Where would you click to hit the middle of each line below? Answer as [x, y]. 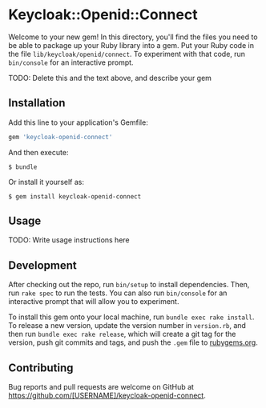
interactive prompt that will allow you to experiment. [94, 302]
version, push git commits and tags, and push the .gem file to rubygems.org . [133, 342]
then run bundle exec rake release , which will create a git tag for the [122, 334]
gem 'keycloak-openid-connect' [60, 137]
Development [43, 265]
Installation [37, 103]
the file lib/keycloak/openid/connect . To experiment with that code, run [127, 54]
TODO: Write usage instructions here [69, 240]
